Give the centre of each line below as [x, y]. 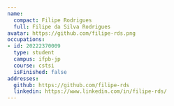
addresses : [23, 78]
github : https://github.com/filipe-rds [72, 85]
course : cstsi [34, 66]
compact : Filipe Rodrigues [53, 20]
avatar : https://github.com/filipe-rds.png [72, 33]
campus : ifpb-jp [37, 59]
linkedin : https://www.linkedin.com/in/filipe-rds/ [90, 91]
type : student [34, 53]
